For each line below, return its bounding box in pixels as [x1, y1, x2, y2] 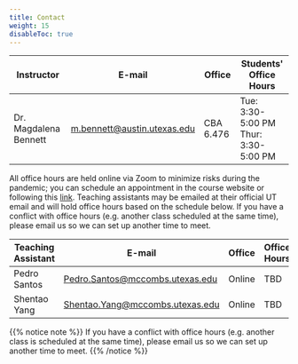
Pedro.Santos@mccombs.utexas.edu [63, 273, 218, 285]
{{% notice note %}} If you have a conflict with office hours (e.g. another [9, 327, 275, 337]
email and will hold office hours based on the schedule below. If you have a [9, 202, 284, 212]
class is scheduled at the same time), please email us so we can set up [9, 336, 269, 347]
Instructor [16, 68, 60, 81]
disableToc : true [9, 29, 74, 38]
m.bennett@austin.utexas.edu [70, 123, 195, 135]
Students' [240, 58, 284, 70]
